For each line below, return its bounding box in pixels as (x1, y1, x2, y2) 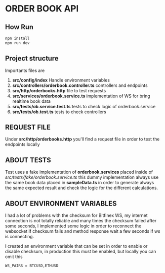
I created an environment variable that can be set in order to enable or (5, 243, 148, 249)
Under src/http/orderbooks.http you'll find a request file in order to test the (5, 136, 160, 142)
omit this (5, 254, 23, 260)
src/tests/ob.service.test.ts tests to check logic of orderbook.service (12, 103, 156, 109)
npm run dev (5, 40, 30, 45)
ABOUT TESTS (5, 156, 51, 164)
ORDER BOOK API (5, 3, 79, 14)
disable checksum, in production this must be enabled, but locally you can (5, 249, 157, 254)
